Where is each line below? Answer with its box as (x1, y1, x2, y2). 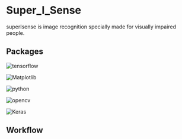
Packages (6, 47, 43, 57)
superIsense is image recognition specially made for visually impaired (6, 23, 177, 30)
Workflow (6, 125, 43, 135)
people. (6, 29, 25, 36)
